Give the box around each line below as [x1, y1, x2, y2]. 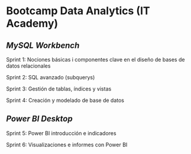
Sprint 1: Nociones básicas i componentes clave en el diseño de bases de [6, 56, 185, 63]
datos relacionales [6, 62, 51, 69]
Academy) [6, 17, 59, 30]
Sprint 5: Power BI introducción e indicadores [6, 129, 116, 137]
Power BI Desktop [6, 114, 73, 124]
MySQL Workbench [6, 40, 80, 50]
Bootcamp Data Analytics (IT [6, 4, 150, 18]
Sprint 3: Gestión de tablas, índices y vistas [6, 85, 112, 92]
